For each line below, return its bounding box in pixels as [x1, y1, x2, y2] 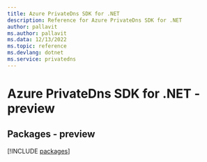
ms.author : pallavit [7, 29, 68, 37]
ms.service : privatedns [7, 56, 77, 63]
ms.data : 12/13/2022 [7, 36, 68, 43]
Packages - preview [7, 128, 95, 140]
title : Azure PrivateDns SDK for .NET [7, 10, 120, 17]
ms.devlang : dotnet [7, 50, 64, 57]
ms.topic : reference [7, 43, 68, 50]
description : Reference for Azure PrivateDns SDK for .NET [7, 17, 183, 24]
